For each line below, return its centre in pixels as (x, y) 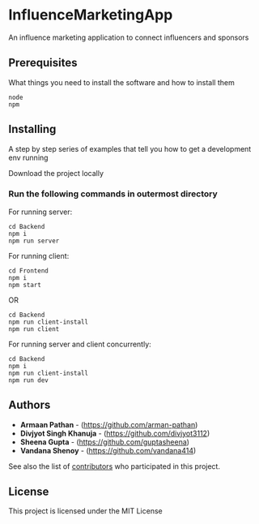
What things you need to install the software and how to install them (121, 82)
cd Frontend (28, 271)
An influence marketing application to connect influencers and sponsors (129, 37)
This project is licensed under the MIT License (86, 511)
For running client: (39, 256)
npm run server (34, 241)
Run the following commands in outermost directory (113, 194)
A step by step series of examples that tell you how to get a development (130, 148)
